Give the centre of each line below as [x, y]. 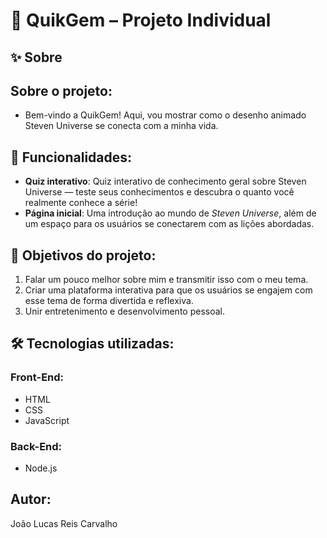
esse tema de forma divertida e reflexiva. [109, 301]
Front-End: [37, 377]
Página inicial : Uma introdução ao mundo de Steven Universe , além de [170, 213]
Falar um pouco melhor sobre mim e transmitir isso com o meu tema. [166, 280]
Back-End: [36, 446]
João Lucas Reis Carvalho [64, 523]
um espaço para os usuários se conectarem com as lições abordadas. [169, 224]
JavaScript [47, 420]
